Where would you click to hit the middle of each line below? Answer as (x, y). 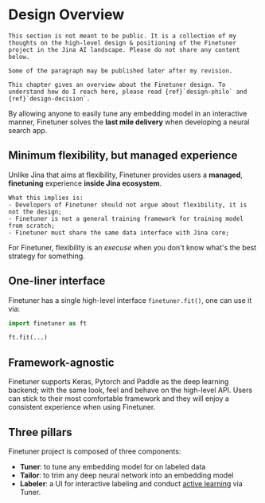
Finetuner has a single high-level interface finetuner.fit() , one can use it (130, 300)
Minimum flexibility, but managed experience (123, 156)
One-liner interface (57, 281)
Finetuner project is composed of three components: (95, 451)
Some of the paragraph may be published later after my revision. (121, 71)
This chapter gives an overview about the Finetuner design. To (117, 84)
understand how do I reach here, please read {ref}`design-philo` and (128, 92)
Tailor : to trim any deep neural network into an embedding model (127, 475)
